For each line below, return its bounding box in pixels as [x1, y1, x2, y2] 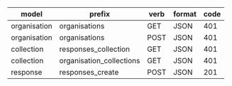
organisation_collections [59, 56, 140, 65]
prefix [89, 9, 110, 18]
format [172, 9, 197, 18]
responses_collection [59, 44, 131, 54]
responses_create [59, 68, 119, 77]
